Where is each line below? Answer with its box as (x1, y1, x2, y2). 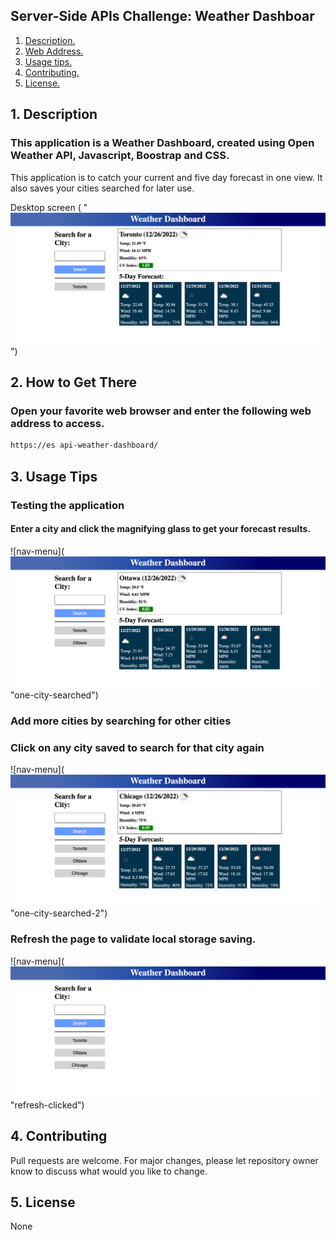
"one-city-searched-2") (10, 907, 108, 919)
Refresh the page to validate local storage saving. (10, 932, 257, 946)
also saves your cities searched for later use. (10, 182, 195, 194)
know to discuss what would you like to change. (10, 1165, 208, 1177)
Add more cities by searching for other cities (10, 714, 232, 728)
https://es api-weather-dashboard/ (10, 440, 159, 451)
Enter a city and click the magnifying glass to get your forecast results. (10, 523, 312, 535)
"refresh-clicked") (10, 1099, 85, 1111)
